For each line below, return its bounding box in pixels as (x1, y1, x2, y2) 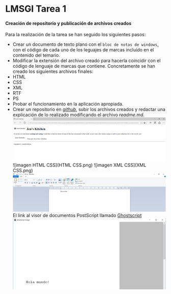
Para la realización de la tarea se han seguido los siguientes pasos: (5, 32, 146, 38)
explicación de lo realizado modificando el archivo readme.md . (12, 112, 145, 118)
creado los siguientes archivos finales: (12, 68, 93, 74)
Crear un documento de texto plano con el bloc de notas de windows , (12, 41, 159, 47)
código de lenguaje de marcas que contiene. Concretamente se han (12, 63, 155, 69)
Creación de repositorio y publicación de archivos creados (5, 20, 132, 26)
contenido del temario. (12, 52, 60, 59)
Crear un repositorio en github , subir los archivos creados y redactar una (12, 106, 165, 113)
